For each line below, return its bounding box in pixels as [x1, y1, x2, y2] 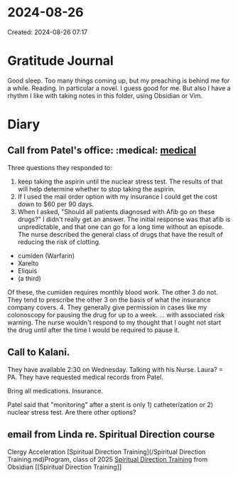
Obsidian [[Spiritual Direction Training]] [7, 462, 122, 471]
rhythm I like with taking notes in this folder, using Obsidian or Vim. [7, 91, 202, 100]
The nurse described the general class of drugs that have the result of [17, 230, 224, 238]
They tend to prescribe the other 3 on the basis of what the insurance [7, 295, 211, 304]
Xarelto [17, 259, 39, 267]
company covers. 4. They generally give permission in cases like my [7, 303, 207, 312]
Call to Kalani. [7, 346, 70, 358]
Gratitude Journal [7, 53, 114, 69]
